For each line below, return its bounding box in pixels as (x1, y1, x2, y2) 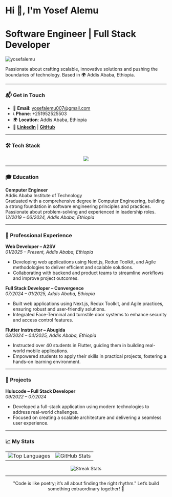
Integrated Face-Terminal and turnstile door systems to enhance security (12, 312, 167, 318)
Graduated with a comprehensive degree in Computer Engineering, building (5, 198, 165, 204)
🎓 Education (5, 173, 39, 180)
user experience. (12, 419, 49, 426)
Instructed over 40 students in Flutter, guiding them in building (12, 342, 144, 349)
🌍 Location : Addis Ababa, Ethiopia (12, 117, 87, 123)
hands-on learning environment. (12, 359, 81, 365)
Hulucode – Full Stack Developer (5, 388, 76, 394)
